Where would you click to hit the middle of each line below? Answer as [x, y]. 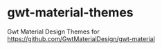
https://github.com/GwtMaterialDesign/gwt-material [81, 38]
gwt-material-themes [70, 13]
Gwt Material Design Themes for [54, 32]
